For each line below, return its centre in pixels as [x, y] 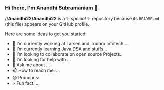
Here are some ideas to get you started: [46, 34]
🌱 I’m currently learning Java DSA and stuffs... [60, 49]
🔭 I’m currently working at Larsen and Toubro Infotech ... [70, 44]
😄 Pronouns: [26, 78]
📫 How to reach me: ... [36, 70]
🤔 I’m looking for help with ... [42, 60]
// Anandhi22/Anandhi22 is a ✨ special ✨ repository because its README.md [82, 19]
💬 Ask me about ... [31, 65]
